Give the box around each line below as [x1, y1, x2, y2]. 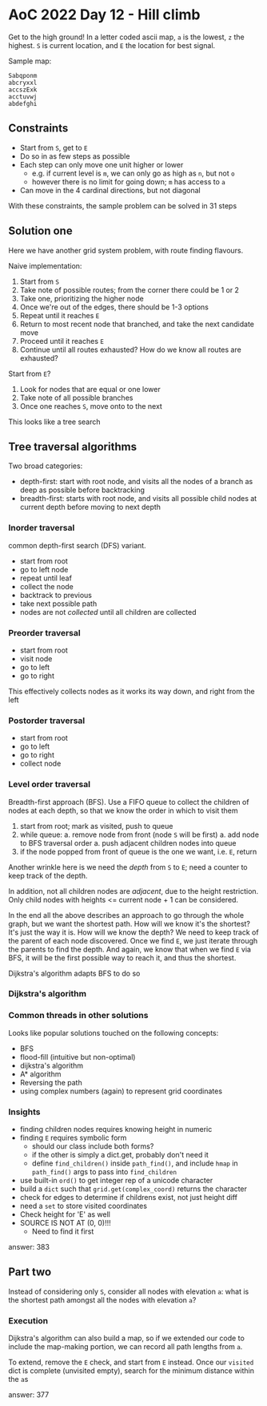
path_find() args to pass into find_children [31, 1167, 177, 1177]
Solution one [8, 224, 74, 238]
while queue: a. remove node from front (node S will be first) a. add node [19, 830, 260, 839]
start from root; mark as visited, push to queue [19, 821, 173, 830]
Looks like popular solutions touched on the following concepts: [8, 1028, 219, 1037]
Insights [8, 1106, 41, 1117]
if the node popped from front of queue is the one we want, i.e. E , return [19, 846, 257, 856]
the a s [8, 1375, 29, 1384]
